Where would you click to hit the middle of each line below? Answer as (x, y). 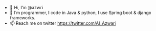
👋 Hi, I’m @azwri (26, 8)
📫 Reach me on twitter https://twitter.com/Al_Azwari (63, 23)
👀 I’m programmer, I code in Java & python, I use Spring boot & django (80, 13)
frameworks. (22, 18)
